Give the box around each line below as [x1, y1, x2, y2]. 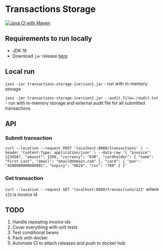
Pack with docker [12, 235, 48, 241]
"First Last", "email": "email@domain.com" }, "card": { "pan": [5, 159, 141, 164]
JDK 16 [12, 47, 27, 53]
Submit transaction [5, 134, 53, 141]
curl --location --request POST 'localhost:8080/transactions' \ [5, 146, 143, 151]
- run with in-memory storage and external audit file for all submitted [5, 100, 145, 106]
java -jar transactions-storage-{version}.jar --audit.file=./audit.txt [5, 96, 159, 101]
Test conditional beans [12, 230, 59, 236]
